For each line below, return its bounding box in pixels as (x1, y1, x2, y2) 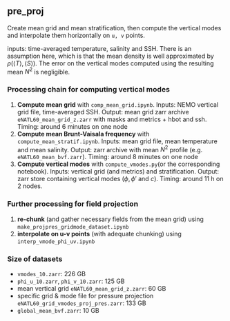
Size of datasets (7, 254, 63, 264)
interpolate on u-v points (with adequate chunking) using (17, 229, 182, 238)
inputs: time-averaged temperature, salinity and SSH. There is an (7, 44, 192, 52)
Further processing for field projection (7, 199, 139, 209)
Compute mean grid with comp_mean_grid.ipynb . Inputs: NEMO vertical (17, 100, 219, 109)
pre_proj (7, 6, 44, 17)
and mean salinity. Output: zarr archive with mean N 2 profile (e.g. (17, 144, 203, 154)
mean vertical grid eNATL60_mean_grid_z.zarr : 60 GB (17, 284, 166, 293)
